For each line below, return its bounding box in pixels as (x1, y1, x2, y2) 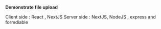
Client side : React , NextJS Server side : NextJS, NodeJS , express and (5, 14, 156, 19)
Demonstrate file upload (5, 4, 58, 10)
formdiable (5, 19, 28, 25)
